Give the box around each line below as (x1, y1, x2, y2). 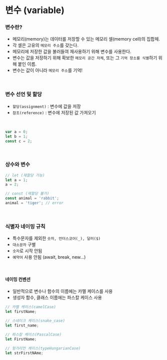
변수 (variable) (5, 5, 65, 16)
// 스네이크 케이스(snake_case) (5, 318, 65, 323)
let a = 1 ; (5, 177, 28, 183)
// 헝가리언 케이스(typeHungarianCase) (5, 345, 81, 351)
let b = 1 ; (5, 134, 28, 139)
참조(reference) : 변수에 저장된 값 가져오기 (12, 109, 96, 115)
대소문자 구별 (12, 242, 36, 248)
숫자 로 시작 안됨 (12, 248, 42, 254)
